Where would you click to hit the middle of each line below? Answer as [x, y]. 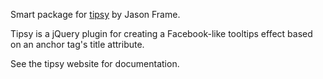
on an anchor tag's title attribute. [77, 44]
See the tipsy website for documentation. [95, 63]
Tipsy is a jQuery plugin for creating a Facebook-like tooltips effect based [161, 33]
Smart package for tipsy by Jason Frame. [95, 14]
